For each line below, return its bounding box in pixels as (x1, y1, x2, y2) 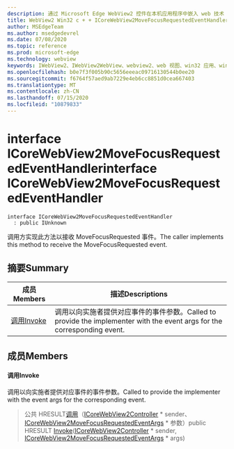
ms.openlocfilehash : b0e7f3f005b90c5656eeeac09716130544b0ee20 (7, 68, 195, 75)
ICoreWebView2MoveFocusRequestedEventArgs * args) (24, 434, 186, 443)
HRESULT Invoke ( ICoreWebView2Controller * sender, (24, 427, 177, 435)
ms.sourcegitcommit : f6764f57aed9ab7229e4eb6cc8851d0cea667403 (7, 75, 195, 82)
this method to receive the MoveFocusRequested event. (7, 240, 168, 248)
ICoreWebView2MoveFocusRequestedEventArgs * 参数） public (24, 419, 207, 427)
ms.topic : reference (7, 43, 68, 50)
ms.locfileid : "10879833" (7, 101, 82, 108)
